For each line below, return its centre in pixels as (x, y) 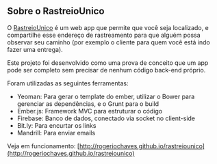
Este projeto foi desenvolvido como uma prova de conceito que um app (108, 63)
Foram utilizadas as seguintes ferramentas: (68, 83)
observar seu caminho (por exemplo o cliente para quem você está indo (109, 42)
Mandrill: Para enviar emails (56, 133)
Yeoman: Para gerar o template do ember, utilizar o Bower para (106, 96)
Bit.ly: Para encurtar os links (56, 125)
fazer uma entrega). (35, 49)
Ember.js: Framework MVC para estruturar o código (90, 111)
